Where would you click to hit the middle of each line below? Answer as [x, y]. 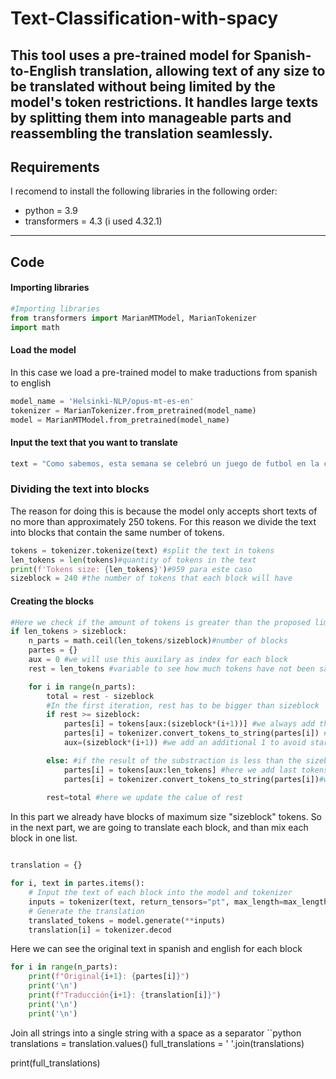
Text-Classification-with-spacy [144, 18]
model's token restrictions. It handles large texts [164, 102]
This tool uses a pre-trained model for [130, 55]
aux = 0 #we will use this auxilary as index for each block [158, 660]
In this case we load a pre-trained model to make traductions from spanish [164, 372]
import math [35, 327]
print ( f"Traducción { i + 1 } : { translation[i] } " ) [125, 995]
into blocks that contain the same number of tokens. [117, 532]
